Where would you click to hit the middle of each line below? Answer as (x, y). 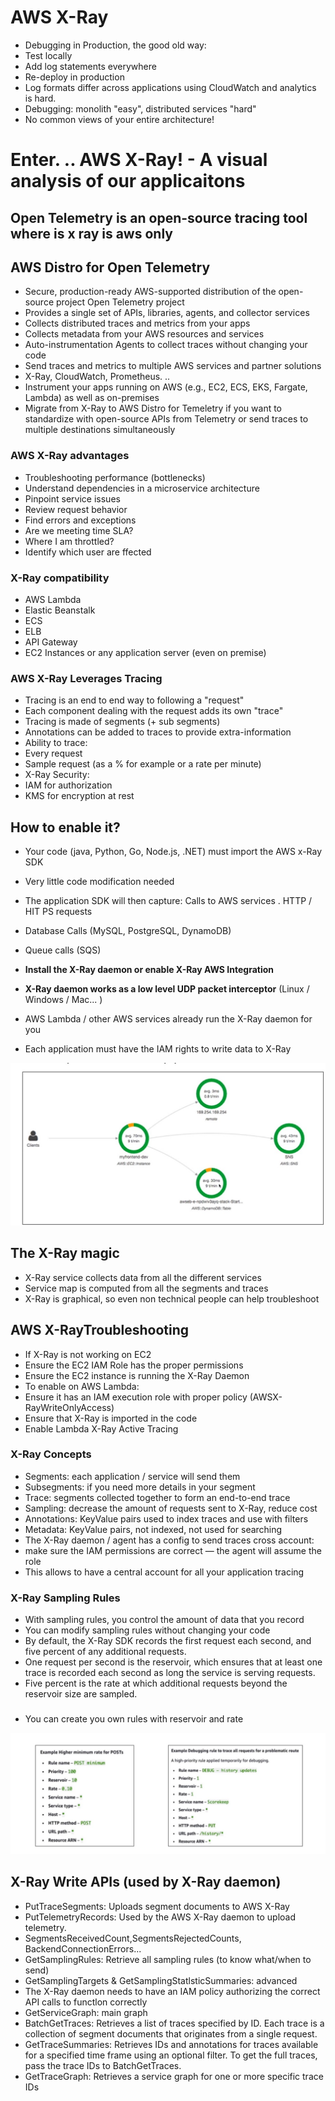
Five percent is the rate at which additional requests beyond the (156, 1683)
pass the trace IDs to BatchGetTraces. (103, 2065)
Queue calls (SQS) (63, 950)
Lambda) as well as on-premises (92, 398)
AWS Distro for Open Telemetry (110, 267)
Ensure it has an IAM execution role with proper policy (136, 1397)
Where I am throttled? (69, 541)
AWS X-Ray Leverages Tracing (86, 678)
